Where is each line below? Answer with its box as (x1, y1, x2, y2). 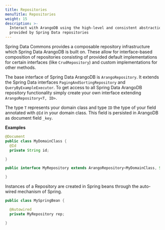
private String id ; (9, 148, 50, 153)
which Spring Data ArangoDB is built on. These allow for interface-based (5, 49, 153, 55)
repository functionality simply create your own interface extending (5, 90, 141, 96)
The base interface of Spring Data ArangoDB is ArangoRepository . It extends (5, 74, 159, 80)
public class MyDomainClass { (5, 138, 67, 143)
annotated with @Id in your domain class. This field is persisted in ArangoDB (5, 110, 159, 116)
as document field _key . (5, 115, 53, 121)
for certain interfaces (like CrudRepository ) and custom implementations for (5, 60, 158, 65)
